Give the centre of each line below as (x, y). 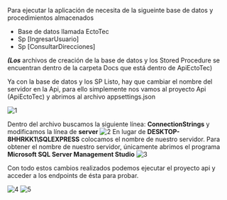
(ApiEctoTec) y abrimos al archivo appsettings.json (82, 96)
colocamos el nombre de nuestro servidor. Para (151, 139)
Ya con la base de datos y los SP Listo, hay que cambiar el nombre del (110, 82)
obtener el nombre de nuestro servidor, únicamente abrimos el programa (114, 147)
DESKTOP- (164, 132)
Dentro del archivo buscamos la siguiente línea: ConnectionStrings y (109, 124)
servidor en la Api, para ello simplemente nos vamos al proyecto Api (107, 89)
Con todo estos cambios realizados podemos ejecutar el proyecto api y (111, 168)
